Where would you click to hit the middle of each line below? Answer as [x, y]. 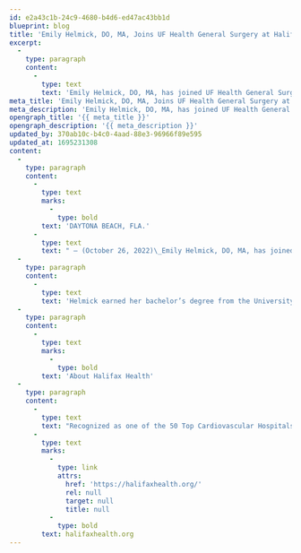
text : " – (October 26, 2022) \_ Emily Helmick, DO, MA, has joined [168, 251]
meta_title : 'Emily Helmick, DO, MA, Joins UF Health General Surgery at [150, 101]
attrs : [69, 476]
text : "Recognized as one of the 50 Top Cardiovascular [148, 426]
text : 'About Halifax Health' [98, 376]
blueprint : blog [39, 26]
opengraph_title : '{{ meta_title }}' [80, 117]
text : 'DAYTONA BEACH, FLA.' [96, 226]
